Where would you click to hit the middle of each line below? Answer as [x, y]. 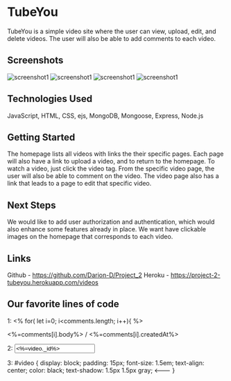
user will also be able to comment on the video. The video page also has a [113, 176]
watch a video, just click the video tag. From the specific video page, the [111, 169]
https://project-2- [195, 275]
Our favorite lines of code [63, 304]
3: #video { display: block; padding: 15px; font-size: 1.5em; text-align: [106, 363]
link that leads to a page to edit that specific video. [79, 184]
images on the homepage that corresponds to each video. [90, 237]
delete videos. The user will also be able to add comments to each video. [112, 38]
